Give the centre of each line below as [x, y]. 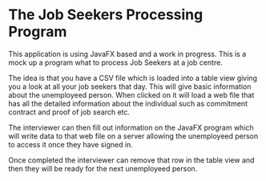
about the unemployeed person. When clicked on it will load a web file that [131, 95]
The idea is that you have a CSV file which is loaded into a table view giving [133, 78]
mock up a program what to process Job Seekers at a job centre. [115, 62]
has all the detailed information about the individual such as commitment [128, 103]
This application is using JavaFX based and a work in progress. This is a [127, 54]
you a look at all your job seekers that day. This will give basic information [130, 86]
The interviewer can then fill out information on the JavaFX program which [131, 127]
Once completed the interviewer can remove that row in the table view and [131, 160]
